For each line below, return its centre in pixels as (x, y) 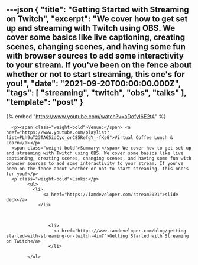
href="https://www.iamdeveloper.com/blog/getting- (125, 231)
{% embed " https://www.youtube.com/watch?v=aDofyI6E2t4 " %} (86, 116)
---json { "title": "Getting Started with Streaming (98, 10)
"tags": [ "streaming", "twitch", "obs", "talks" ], (96, 93)
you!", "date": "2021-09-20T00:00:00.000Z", (94, 84)
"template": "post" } (45, 102)
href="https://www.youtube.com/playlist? (58, 132)
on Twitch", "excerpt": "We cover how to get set (97, 19)
